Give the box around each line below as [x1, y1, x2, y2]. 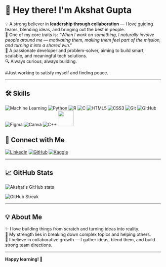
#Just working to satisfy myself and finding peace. [5, 69, 109, 76]
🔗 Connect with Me [5, 136, 65, 144]
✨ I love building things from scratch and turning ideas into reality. [5, 226, 140, 232]
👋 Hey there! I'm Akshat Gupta [5, 4, 132, 16]
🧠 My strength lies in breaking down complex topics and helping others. [5, 231, 151, 237]
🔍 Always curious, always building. [5, 58, 77, 64]
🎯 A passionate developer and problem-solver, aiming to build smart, [5, 47, 145, 53]
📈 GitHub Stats [5, 168, 53, 177]
